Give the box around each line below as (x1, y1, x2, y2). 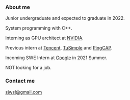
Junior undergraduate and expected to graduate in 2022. (5, 15, 125, 21)
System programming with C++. (5, 25, 72, 31)
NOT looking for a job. (5, 65, 52, 71)
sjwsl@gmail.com (5, 89, 42, 95)
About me (5, 4, 31, 11)
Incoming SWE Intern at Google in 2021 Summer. (5, 55, 108, 61)
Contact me (5, 78, 35, 85)
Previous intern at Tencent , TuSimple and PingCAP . (5, 45, 113, 51)
